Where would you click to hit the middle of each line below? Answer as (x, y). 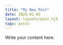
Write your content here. (30, 38)
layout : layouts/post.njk (31, 19)
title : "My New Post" (27, 10)
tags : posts (17, 23)
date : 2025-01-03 (23, 14)
